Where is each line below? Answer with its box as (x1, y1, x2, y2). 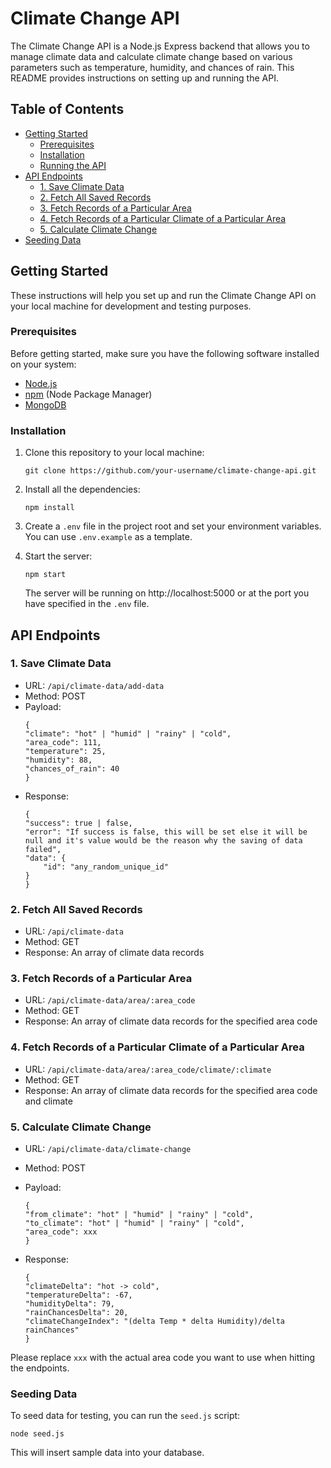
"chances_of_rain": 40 (24, 763, 120, 774)
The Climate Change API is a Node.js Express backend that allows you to (10, 40, 310, 52)
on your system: (10, 358, 77, 370)
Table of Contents (10, 101, 125, 118)
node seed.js (10, 1429, 65, 1439)
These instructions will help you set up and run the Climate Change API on (10, 289, 317, 301)
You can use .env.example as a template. (24, 531, 193, 543)
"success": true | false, (24, 818, 133, 828)
